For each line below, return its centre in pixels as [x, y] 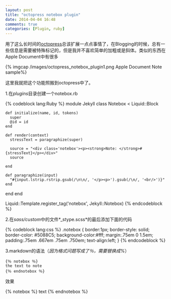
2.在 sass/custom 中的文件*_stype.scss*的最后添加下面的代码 [69, 220]
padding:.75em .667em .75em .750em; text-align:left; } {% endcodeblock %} [85, 241]
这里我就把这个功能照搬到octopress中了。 [49, 83]
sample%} [16, 72]
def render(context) [27, 135]
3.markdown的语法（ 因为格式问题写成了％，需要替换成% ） [67, 251]
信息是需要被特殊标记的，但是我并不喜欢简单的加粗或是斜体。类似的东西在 [88, 50]
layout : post [19, 10]
